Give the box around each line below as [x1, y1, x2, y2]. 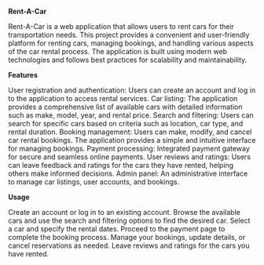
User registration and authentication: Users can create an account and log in [8, 85, 256, 95]
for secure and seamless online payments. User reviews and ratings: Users [8, 152, 251, 162]
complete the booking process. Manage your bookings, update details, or [8, 233, 246, 241]
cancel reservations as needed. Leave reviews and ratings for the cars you [8, 241, 250, 250]
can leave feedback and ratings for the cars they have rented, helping [8, 161, 234, 169]
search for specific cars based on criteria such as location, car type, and [8, 119, 244, 128]
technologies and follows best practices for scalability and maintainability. [8, 55, 247, 64]
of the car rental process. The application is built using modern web [8, 47, 228, 56]
